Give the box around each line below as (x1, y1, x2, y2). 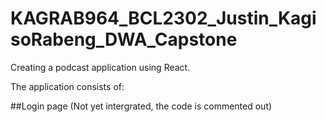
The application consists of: (10, 80, 125, 92)
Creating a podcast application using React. (10, 61, 191, 73)
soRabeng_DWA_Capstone (10, 28, 238, 51)
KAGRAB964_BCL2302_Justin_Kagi (10, 7, 317, 30)
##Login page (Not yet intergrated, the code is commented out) (10, 100, 273, 112)
